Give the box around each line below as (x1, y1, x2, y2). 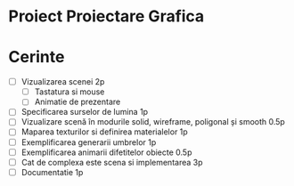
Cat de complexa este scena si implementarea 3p (20, 157, 203, 167)
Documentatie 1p (20, 166, 84, 177)
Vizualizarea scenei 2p (20, 77, 105, 87)
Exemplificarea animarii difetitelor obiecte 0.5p (20, 147, 192, 158)
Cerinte (8, 47, 65, 68)
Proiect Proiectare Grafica (8, 6, 205, 27)
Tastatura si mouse (34, 86, 105, 97)
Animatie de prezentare (34, 96, 121, 108)
